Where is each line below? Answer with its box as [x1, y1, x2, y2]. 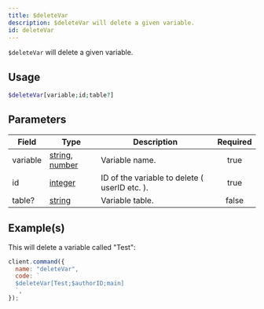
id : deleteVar [8, 26, 55, 34]
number [49, 159, 79, 170]
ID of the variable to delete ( [101, 172, 204, 183]
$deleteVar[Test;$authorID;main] [15, 280, 125, 288]
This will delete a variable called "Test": [8, 242, 136, 252]
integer [49, 177, 76, 188]
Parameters [8, 113, 67, 127]
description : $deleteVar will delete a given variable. [8, 19, 195, 27]
